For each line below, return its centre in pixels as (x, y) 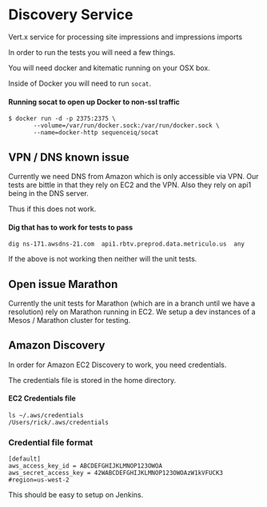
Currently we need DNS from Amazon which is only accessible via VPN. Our (133, 176)
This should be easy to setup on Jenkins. (76, 495)
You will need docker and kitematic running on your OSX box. (109, 68)
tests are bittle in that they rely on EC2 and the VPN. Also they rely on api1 (130, 185)
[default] (25, 459)
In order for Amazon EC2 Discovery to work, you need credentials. (118, 365)
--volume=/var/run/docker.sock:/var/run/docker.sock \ (126, 126)
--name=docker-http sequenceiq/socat (96, 133)
